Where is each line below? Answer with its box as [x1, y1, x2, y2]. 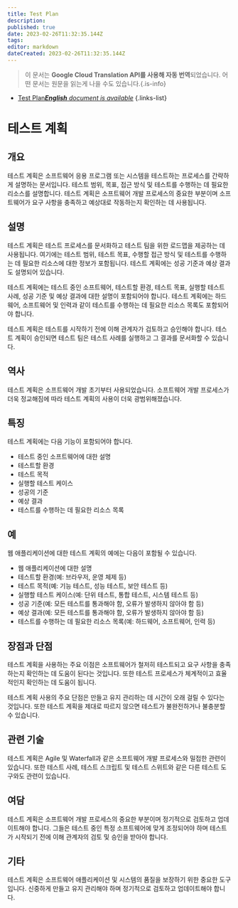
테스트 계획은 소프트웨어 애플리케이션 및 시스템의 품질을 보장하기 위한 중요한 [7, 875, 218, 884]
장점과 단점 [7, 640, 53, 652]
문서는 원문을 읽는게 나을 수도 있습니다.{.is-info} [32, 79, 167, 87]
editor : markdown [7, 43, 59, 50]
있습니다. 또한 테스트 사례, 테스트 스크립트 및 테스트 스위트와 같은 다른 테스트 [7, 762, 220, 771]
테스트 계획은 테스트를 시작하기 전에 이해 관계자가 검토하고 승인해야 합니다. [7, 324, 215, 333]
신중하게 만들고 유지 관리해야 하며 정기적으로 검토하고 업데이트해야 [28, 885, 212, 893]
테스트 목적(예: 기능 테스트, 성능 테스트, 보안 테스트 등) [17, 582, 168, 590]
